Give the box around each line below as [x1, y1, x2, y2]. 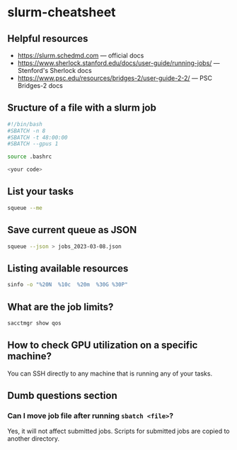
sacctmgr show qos [7, 320, 62, 327]
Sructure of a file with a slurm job [7, 102, 157, 114]
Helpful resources [7, 33, 88, 45]
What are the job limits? [7, 300, 114, 313]
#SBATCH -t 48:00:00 [7, 134, 69, 141]
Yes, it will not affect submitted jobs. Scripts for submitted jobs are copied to [7, 427, 230, 436]
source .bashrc [7, 153, 52, 160]
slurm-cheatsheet [7, 4, 116, 21]
